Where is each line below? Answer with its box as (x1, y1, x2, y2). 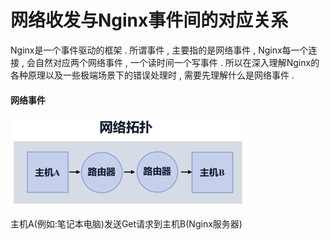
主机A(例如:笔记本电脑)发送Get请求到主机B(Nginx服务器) (10, 218, 243, 230)
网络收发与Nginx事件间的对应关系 (10, 9, 289, 32)
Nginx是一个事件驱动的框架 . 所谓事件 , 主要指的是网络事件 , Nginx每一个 (10, 44, 309, 56)
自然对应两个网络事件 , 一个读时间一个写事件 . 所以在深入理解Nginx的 (34, 56, 320, 68)
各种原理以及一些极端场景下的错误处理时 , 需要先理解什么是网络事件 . (10, 69, 295, 81)
